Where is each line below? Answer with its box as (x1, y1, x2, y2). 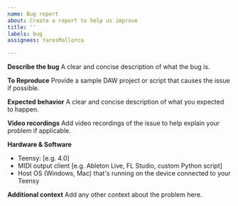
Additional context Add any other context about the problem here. (7, 190, 202, 199)
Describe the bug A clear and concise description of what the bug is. (7, 63, 210, 71)
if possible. (7, 84, 40, 92)
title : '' (7, 23, 37, 31)
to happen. (7, 105, 39, 114)
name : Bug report (7, 10, 59, 18)
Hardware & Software (7, 140, 72, 149)
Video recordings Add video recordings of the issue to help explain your (7, 119, 220, 128)
